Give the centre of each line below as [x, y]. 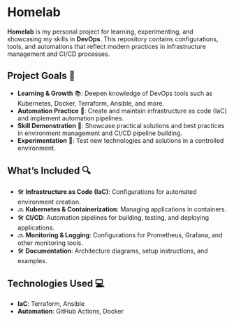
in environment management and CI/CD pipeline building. [100, 133]
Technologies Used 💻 [56, 283]
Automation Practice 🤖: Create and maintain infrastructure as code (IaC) [122, 111]
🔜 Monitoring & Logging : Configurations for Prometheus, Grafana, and [120, 234]
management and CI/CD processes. [59, 54]
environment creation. [49, 202]
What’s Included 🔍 [49, 171]
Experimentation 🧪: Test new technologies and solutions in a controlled [120, 140]
